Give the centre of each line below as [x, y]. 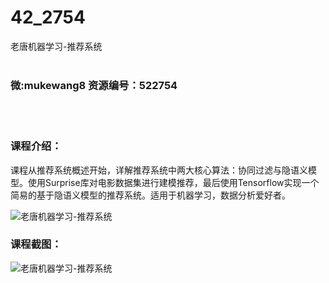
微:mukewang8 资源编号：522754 [94, 85]
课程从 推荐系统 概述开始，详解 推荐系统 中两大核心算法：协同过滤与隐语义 [159, 170]
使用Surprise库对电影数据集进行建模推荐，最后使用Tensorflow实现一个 [173, 182]
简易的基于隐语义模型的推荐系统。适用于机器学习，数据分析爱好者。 [150, 195]
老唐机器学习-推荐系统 [56, 46]
